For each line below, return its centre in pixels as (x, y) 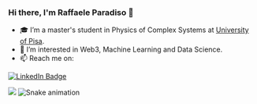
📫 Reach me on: (47, 59)
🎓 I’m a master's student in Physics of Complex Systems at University (134, 30)
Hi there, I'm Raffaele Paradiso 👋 (71, 13)
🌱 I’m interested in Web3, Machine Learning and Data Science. (121, 49)
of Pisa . (32, 41)
